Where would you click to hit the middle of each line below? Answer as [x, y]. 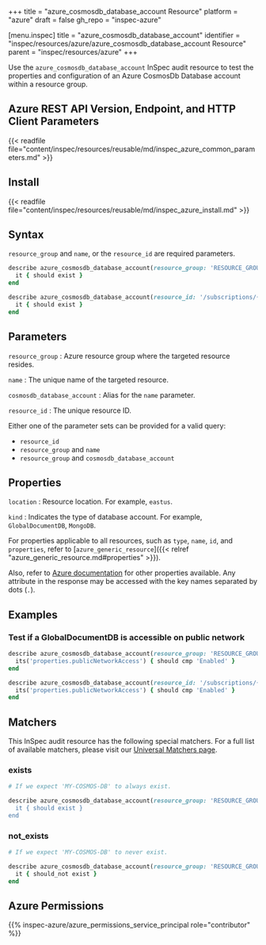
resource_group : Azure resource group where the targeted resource [120, 356]
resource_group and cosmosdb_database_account [97, 458]
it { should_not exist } [56, 874]
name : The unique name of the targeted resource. [88, 379]
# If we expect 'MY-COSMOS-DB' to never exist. [88, 852]
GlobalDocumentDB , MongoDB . [52, 525]
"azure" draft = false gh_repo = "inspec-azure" [85, 20]
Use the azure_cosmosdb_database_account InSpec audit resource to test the [131, 67]
